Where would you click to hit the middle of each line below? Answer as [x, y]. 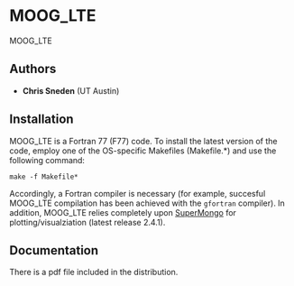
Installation [41, 120]
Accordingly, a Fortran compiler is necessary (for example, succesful [138, 193]
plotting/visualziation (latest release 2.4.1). [87, 222]
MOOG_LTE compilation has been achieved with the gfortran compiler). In [147, 203]
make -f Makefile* [44, 177]
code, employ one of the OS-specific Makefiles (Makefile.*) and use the [143, 151]
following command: [47, 160]
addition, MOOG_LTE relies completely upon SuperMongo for [123, 212]
